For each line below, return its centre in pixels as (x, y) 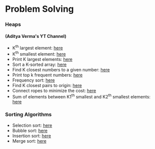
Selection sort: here (32, 125)
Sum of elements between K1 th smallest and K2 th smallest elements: (81, 96)
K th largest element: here (37, 47)
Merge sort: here (29, 141)
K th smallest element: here (39, 54)
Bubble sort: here (30, 130)
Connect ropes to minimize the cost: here (54, 90)
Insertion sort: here (31, 136)
